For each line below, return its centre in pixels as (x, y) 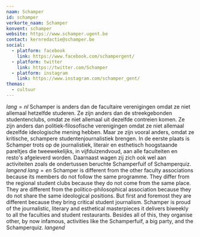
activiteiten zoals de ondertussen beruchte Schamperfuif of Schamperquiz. (99, 164)
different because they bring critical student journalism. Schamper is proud (99, 202)
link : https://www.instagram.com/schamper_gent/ (79, 78)
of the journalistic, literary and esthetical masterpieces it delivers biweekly (98, 208)
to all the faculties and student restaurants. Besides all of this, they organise (99, 215)
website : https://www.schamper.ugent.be (57, 34)
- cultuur (24, 90)
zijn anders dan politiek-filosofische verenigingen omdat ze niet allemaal (95, 126)
